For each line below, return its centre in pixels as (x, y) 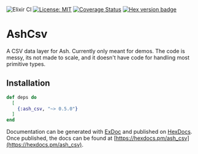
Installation (28, 83)
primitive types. (26, 64)
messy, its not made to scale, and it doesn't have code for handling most (98, 57)
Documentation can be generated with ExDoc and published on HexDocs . (99, 132)
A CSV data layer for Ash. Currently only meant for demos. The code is (96, 51)
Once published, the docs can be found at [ (61, 138)
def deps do (21, 97)
